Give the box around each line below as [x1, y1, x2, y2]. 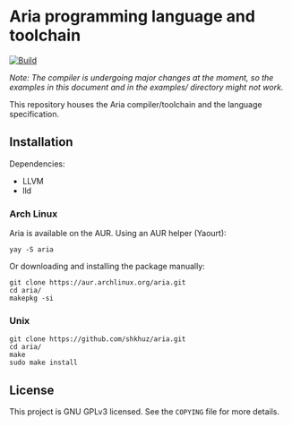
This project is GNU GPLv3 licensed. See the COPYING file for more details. [9, 406, 280, 417]
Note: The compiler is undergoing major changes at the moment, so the [9, 72, 274, 82]
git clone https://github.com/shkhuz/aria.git [9, 335, 186, 344]
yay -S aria [9, 245, 54, 254]
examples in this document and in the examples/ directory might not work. [9, 81, 284, 92]
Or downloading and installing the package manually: [9, 261, 206, 272]
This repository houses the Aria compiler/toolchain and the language [9, 98, 262, 109]
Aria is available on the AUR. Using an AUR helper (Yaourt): [9, 228, 227, 239]
